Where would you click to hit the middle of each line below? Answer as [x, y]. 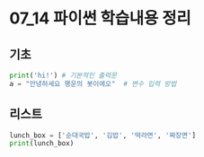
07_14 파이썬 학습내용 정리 [100, 18]
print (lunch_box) [42, 144]
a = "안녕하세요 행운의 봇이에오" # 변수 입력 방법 [93, 83]
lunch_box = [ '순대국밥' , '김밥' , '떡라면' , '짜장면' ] [102, 135]
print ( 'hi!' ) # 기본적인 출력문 [63, 75]
